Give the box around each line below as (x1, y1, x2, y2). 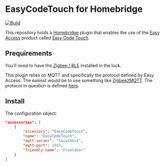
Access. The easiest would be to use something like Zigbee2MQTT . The (5, 77, 153, 83)
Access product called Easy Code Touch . (5, 35, 90, 41)
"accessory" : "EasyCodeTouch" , (23, 129, 88, 134)
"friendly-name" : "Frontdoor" (23, 148, 85, 153)
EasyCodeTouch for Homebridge (5, 3, 143, 15)
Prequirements (5, 49, 52, 58)
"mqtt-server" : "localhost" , (23, 138, 83, 144)
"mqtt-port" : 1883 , (23, 143, 64, 148)
